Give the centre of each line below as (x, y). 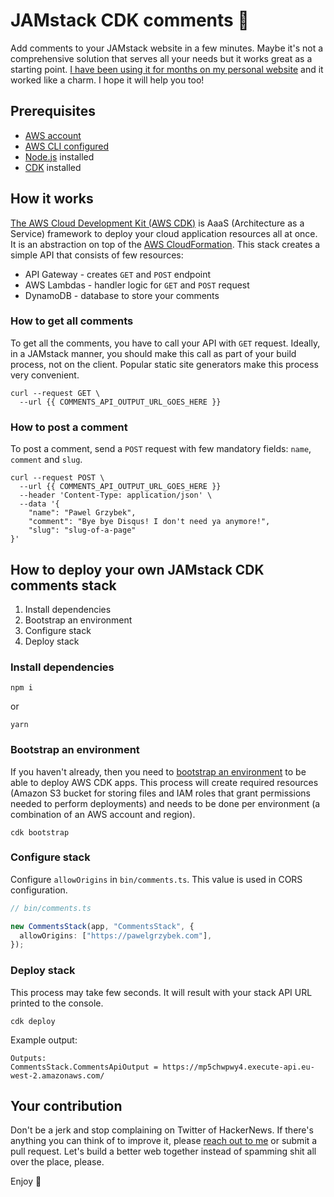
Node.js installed (59, 156)
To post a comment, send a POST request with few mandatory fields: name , (161, 449)
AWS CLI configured (67, 146)
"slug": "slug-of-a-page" (82, 530)
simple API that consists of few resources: (97, 255)
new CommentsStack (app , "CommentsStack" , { (102, 926)
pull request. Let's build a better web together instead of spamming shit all (163, 1151)
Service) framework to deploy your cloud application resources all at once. (164, 233)
